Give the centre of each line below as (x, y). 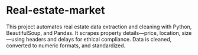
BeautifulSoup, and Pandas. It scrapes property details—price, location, (93, 33)
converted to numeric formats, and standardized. (66, 46)
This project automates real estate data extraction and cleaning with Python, (99, 27)
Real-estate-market (56, 10)
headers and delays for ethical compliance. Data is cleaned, (99, 39)
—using (15, 39)
